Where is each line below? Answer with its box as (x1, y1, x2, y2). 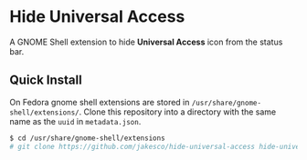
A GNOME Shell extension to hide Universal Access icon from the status (9, 36, 283, 47)
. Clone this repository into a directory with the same (79, 106, 277, 117)
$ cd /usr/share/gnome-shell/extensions (9, 134, 166, 143)
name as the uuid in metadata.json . (9, 115, 142, 126)
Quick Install (9, 73, 82, 88)
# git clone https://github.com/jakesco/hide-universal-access (9, 142, 256, 151)
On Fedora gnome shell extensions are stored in (9, 96, 190, 107)
